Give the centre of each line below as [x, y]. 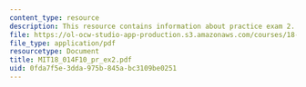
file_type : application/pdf [63, 43]
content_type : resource [55, 18]
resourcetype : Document [55, 52]
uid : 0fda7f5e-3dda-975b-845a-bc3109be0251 [93, 69]
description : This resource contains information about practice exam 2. [153, 26]
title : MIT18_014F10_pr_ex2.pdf [71, 60]
